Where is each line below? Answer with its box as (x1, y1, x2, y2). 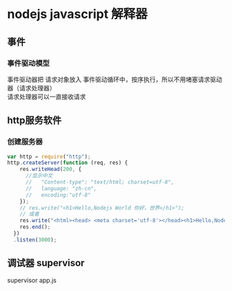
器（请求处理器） (7, 83, 56, 92)
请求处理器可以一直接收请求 (7, 92, 86, 101)
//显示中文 (25, 172, 53, 179)
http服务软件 (7, 114, 62, 126)
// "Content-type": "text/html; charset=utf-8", (25, 179, 175, 186)
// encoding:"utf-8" (25, 191, 91, 199)
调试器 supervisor (7, 257, 85, 269)
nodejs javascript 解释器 (7, 6, 148, 22)
